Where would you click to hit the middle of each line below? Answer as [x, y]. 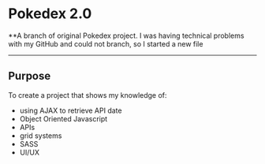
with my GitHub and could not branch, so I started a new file [106, 43]
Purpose [30, 76]
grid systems [41, 136]
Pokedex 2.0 [50, 14]
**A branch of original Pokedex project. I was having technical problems [126, 35]
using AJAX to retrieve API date [71, 110]
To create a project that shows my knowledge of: [88, 95]
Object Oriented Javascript [63, 118]
